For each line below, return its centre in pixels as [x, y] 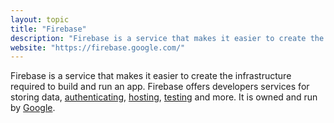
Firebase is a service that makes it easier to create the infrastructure [151, 76]
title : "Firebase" [48, 29]
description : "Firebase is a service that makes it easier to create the [167, 38]
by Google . [33, 108]
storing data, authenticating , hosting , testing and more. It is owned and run [164, 97]
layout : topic [40, 19]
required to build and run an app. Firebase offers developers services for [160, 87]
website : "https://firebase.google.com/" [98, 47]
